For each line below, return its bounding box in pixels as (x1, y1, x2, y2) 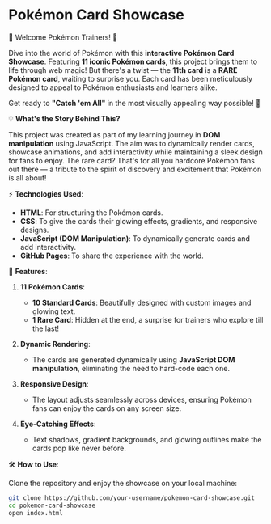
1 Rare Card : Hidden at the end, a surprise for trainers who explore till (32, 315, 264, 324)
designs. (19, 225, 49, 235)
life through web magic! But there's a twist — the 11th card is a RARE (8, 65, 238, 74)
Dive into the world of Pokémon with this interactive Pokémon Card (8, 48, 235, 57)
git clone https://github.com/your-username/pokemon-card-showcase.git (8, 493, 255, 502)
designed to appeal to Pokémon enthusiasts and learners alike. (8, 82, 218, 92)
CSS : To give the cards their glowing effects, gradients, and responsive (19, 216, 258, 226)
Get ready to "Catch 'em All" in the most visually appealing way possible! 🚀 (8, 98, 261, 108)
